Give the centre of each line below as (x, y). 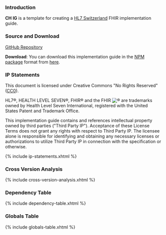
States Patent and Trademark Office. (42, 111)
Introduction (20, 7)
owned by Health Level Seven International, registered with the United (77, 105)
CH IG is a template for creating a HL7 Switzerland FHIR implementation (78, 18)
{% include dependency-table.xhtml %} (46, 203)
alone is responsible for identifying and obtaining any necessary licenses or (82, 136)
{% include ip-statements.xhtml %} (41, 156)
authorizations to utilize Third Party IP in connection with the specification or (83, 141)
